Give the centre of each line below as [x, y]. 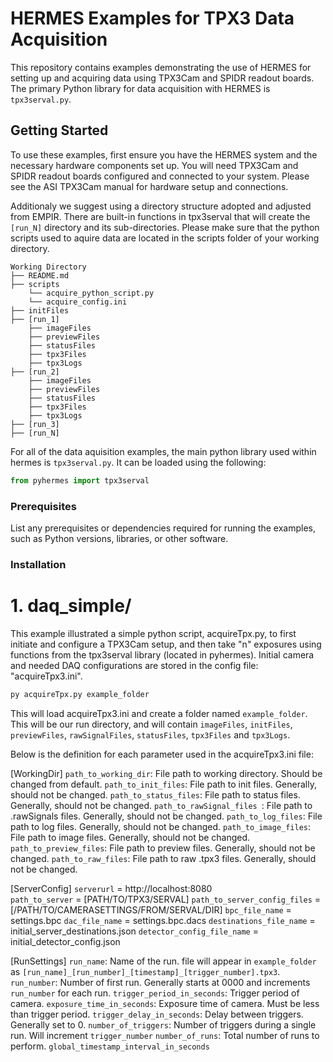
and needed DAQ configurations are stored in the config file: [134, 665]
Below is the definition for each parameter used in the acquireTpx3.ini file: [162, 754]
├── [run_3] [35, 424]
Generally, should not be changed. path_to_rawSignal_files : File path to [161, 805]
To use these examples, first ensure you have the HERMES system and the [164, 154]
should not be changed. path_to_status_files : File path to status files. [155, 794]
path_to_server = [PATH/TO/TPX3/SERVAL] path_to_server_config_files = [166, 899]
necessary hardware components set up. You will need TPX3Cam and [154, 165]
